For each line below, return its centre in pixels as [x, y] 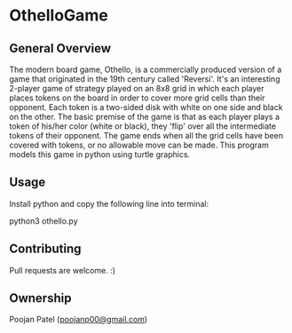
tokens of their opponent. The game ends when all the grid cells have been [146, 135]
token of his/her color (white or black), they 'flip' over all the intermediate [143, 126]
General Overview [60, 48]
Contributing [45, 249]
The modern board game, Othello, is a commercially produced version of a [146, 69]
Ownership [40, 298]
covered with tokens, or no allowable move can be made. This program [139, 145]
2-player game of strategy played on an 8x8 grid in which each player [137, 88]
